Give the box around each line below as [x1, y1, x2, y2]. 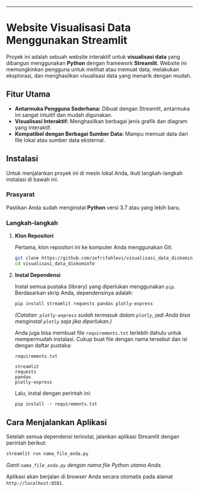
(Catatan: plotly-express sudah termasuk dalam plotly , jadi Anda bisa [14, 311, 191, 318]
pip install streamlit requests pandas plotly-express [14, 301, 153, 306]
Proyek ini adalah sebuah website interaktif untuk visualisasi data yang [6, 53, 181, 60]
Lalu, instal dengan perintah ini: [14, 389, 92, 397]
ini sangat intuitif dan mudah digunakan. [14, 111, 113, 119]
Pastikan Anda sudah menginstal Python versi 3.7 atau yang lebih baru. [6, 204, 181, 211]
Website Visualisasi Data [6, 21, 131, 34]
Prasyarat [6, 190, 35, 199]
